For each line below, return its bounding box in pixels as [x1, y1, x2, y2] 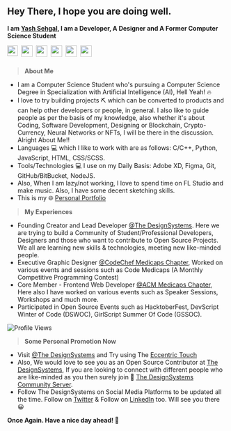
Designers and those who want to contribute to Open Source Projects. [17, 236, 219, 244]
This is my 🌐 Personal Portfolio [17, 193, 106, 202]
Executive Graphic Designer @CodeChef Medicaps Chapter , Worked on [17, 258, 223, 266]
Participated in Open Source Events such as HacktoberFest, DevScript [17, 303, 219, 311]
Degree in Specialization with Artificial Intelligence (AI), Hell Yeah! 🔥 [17, 87, 212, 96]
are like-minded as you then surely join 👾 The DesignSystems [17, 372, 193, 381]
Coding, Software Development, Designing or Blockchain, [17, 121, 182, 129]
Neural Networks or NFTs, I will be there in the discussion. [47, 128, 214, 137]
